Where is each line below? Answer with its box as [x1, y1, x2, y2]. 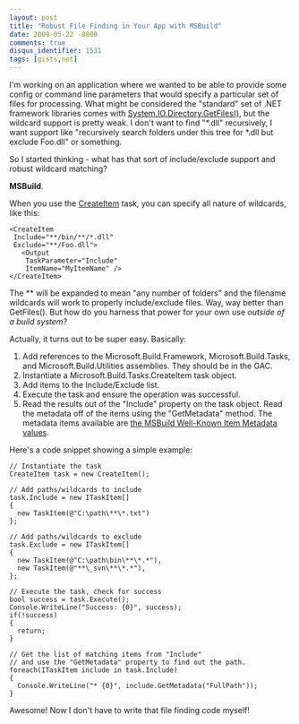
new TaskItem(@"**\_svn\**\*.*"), [17, 564, 146, 573]
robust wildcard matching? [9, 163, 107, 174]
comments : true [9, 38, 66, 47]
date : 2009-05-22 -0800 [9, 30, 98, 39]
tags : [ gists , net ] [9, 55, 78, 64]
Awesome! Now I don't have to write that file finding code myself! [9, 705, 251, 715]
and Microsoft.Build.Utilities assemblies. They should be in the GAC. [21, 360, 273, 371]
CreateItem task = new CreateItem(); [9, 470, 150, 478]
